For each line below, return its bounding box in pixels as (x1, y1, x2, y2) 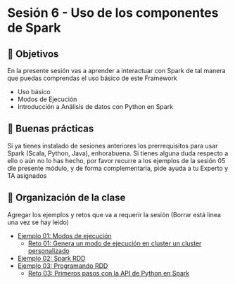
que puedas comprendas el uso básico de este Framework (7, 74, 178, 82)
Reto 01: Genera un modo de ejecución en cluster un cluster (27, 239, 202, 247)
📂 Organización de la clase (7, 192, 126, 204)
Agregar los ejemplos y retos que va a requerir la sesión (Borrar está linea (7, 210, 222, 219)
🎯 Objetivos (7, 48, 59, 60)
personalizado (27, 246, 70, 254)
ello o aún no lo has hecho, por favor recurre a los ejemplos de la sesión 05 (7, 156, 226, 164)
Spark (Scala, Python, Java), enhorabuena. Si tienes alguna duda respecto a (7, 149, 229, 157)
